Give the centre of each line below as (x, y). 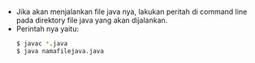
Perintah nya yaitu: (48, 29)
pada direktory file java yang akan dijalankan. (92, 20)
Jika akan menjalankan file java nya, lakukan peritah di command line (132, 12)
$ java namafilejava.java (60, 51)
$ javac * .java (42, 44)
